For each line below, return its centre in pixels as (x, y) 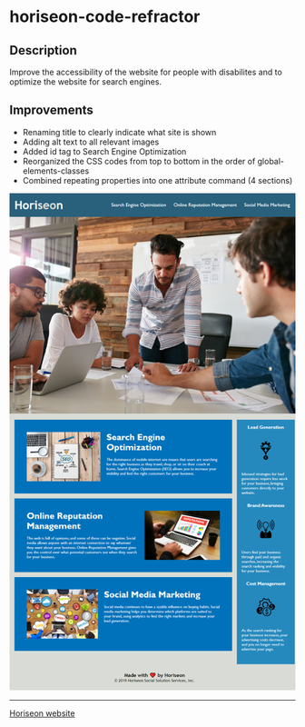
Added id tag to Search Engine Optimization (104, 151)
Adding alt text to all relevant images (91, 142)
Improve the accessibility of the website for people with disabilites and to (146, 72)
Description (43, 50)
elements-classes (56, 171)
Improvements (51, 110)
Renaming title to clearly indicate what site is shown (119, 132)
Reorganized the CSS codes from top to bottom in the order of (139, 161)
